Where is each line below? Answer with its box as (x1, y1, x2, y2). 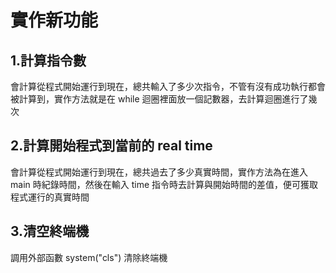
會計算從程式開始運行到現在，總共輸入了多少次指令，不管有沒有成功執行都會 (10, 81, 326, 92)
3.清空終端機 (10, 223, 90, 240)
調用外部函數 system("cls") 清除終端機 (10, 251, 168, 263)
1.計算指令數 (10, 52, 87, 69)
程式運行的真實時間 (10, 191, 90, 203)
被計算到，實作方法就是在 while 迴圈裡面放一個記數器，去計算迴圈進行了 (10, 93, 309, 105)
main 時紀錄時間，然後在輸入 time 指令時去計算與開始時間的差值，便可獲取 (10, 178, 318, 190)
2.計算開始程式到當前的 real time (10, 137, 213, 155)
